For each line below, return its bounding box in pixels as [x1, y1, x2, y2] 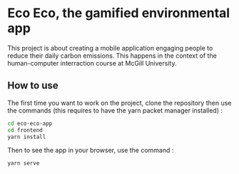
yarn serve [7, 160, 40, 167]
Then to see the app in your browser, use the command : [7, 146, 174, 155]
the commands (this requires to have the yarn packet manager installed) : [7, 106, 223, 115]
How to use [7, 80, 59, 92]
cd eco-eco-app [7, 120, 53, 127]
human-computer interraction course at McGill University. [7, 58, 177, 67]
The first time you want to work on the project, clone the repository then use [7, 98, 232, 107]
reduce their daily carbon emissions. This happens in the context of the [7, 51, 218, 60]
